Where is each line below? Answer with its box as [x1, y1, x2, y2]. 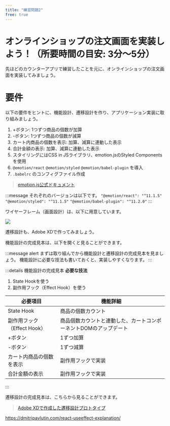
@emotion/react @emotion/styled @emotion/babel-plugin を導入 [12, 165, 143, 171]
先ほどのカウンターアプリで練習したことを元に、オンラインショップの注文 [5, 66, 160, 72]
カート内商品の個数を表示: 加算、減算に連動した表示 [12, 139, 122, 145]
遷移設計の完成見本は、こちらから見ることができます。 [5, 394, 120, 400]
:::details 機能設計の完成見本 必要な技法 [5, 267, 88, 274]
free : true [5, 12, 28, 17]
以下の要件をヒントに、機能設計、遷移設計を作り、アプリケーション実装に [5, 109, 160, 115]
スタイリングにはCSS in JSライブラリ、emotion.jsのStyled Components [12, 152, 163, 158]
